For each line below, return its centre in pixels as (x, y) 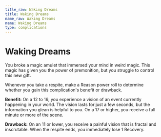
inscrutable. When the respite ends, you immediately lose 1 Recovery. (75, 130)
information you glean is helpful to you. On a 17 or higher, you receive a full (80, 110)
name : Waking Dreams (26, 23)
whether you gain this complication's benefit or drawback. (64, 90)
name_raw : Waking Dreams (30, 18)
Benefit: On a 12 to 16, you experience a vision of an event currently (73, 100)
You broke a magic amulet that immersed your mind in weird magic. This (78, 65)
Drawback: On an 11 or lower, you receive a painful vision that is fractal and (81, 124)
